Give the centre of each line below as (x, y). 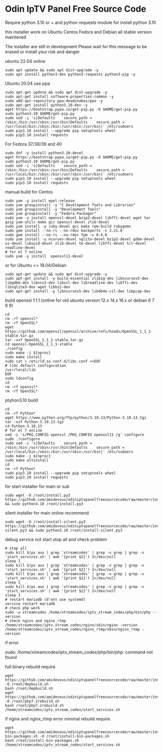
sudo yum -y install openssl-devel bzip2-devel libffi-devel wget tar (78, 218)
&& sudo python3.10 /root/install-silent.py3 (76, 530)
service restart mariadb (30, 604)
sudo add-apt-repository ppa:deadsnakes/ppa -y (54, 101)
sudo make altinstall (27, 460)
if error (12, 642)
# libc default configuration (36, 366)
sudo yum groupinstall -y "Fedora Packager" (51, 213)
